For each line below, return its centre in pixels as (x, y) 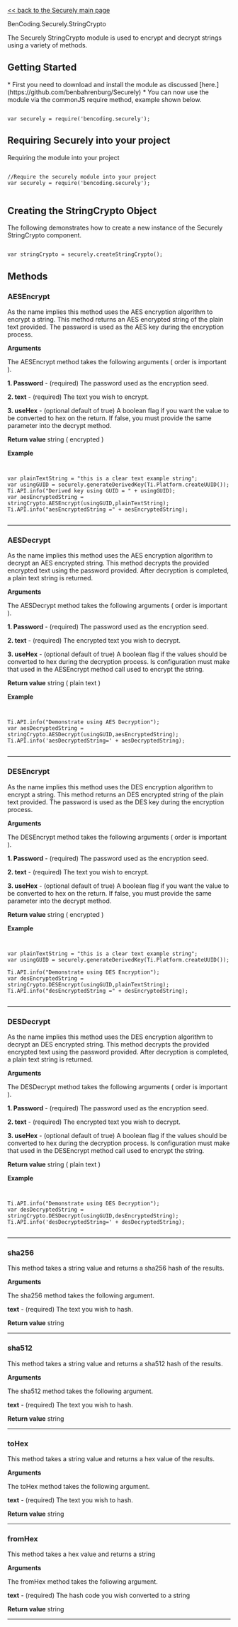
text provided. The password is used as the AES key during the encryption (116, 327)
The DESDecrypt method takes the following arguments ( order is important (118, 1087)
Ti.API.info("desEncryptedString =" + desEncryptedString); (98, 991)
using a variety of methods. (47, 45)
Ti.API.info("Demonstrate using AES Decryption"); (84, 722)
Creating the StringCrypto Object (82, 211)
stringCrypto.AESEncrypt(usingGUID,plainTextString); (89, 503)
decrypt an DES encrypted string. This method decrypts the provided (108, 1045)
